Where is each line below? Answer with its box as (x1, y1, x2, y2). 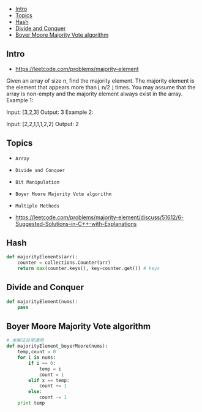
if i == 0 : (28, 360, 56, 366)
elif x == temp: (28, 377, 70, 383)
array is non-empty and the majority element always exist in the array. (6, 90, 183, 97)
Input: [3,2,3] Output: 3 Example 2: (6, 108, 94, 116)
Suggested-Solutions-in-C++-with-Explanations (15, 220, 137, 227)
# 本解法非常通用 (6, 337, 44, 343)
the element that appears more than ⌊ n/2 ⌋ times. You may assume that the (6, 83, 196, 91)
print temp (17, 400, 45, 406)
